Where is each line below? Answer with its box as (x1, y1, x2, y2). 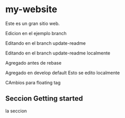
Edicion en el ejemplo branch (5, 30, 67, 36)
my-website (5, 4, 57, 15)
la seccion (5, 108, 27, 114)
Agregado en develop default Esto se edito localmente (5, 70, 120, 76)
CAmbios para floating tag (5, 79, 61, 85)
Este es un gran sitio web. (5, 20, 60, 26)
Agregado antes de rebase (5, 60, 61, 66)
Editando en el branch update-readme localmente (5, 50, 111, 56)
